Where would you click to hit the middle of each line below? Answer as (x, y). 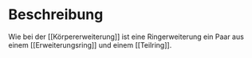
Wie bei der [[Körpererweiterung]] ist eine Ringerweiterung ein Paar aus (126, 37)
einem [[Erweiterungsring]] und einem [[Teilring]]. (90, 44)
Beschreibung (56, 15)
